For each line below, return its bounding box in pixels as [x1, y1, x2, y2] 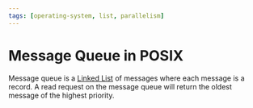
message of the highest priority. [8, 90, 115, 100]
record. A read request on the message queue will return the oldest [8, 81, 233, 91]
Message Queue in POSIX [8, 46, 184, 64]
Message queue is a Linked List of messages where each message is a [8, 73, 245, 83]
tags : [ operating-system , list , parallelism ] [8, 11, 164, 20]
